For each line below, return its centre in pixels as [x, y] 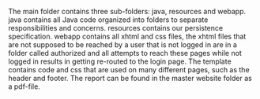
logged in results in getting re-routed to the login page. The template [120, 61]
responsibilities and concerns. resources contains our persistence [116, 28]
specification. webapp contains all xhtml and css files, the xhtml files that [127, 36]
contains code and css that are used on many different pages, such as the [129, 70]
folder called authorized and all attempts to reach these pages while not [125, 53]
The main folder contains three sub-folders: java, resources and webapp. [127, 11]
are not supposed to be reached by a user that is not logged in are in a [122, 45]
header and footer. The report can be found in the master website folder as [130, 78]
